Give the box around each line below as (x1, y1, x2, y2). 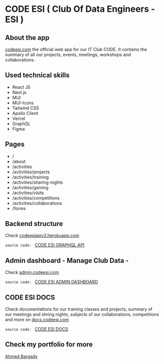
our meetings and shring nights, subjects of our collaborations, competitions (5, 311, 159, 317)
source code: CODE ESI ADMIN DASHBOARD (5, 279, 98, 285)
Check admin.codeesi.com (5, 269, 59, 276)
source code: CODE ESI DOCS (5, 326, 69, 332)
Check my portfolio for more (5, 340, 93, 349)
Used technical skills (5, 71, 70, 80)
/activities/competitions (12, 195, 60, 201)
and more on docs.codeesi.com (5, 317, 70, 323)
